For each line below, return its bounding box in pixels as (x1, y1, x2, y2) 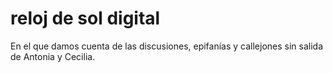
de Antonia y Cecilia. (10, 50, 96, 62)
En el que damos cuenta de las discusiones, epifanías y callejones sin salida (10, 40, 324, 52)
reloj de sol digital (10, 7, 161, 30)
